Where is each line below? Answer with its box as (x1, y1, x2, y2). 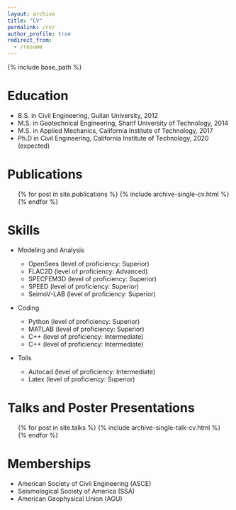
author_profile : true (7, 30, 72, 38)
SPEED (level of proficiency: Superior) (28, 282, 140, 291)
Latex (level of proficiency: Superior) (28, 374, 135, 384)
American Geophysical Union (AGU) (17, 494, 123, 503)
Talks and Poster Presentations (7, 400, 195, 416)
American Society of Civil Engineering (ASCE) (17, 479, 152, 487)
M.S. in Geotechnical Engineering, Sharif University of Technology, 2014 (17, 119, 229, 127)
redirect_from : (7, 37, 52, 44)
